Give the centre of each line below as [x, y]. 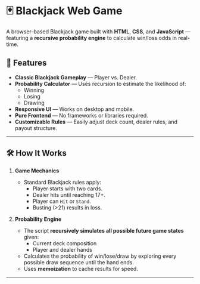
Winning [34, 90]
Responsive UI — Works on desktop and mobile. [74, 109]
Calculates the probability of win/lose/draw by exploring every [100, 256]
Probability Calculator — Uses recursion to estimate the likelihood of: [100, 84]
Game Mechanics [37, 171]
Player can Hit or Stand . [62, 201]
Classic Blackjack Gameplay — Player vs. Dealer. [76, 77]
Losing [32, 96]
